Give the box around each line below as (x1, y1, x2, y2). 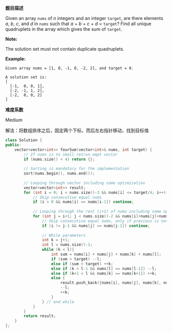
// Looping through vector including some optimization (24, 180, 145, 186)
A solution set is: (5, 75, 47, 80)
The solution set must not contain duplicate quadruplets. (5, 46, 124, 52)
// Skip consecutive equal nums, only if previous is (41, 218, 159, 224)
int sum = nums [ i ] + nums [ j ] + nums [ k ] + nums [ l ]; (51, 252, 162, 257)
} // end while (41, 299, 74, 304)
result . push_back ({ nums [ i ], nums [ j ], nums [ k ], (60, 280, 161, 285)
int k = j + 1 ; (41, 237, 70, 242)
